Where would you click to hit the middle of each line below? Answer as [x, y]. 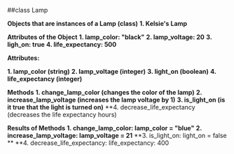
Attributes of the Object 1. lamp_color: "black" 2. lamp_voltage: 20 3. [110, 37]
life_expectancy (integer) [45, 79]
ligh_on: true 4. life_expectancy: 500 [62, 44]
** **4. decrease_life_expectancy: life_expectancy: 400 [88, 143]
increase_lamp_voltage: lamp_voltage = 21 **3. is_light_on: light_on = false [117, 136]
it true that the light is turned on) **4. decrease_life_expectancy [101, 107]
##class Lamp [28, 10]
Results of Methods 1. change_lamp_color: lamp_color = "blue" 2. [104, 128]
